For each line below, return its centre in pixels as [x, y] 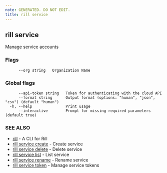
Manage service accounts [32, 47]
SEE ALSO [18, 127]
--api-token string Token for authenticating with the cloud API [90, 93]
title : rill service [27, 15]
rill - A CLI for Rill [30, 139]
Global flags [20, 83]
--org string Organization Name [54, 70]
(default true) [21, 115]
